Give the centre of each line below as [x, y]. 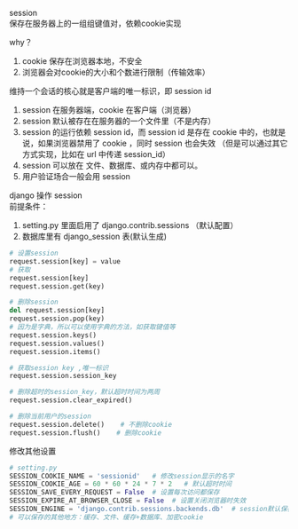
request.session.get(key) [57, 286]
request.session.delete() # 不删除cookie [91, 424]
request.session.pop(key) [57, 319]
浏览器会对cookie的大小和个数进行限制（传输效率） [116, 72]
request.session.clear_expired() [71, 400]
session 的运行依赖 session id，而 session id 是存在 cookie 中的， [142, 132]
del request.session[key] [57, 311]
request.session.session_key [63, 376]
